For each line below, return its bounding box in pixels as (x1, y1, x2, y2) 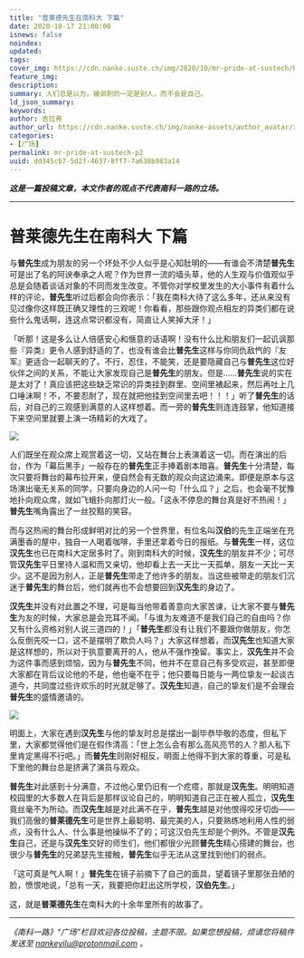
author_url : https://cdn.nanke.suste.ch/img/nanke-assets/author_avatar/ (9, 123, 294, 132)
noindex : (9, 38, 43, 48)
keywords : (9, 106, 47, 115)
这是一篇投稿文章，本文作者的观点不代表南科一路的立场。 (9, 182, 223, 193)
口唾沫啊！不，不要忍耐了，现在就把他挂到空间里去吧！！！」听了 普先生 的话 (9, 391, 295, 402)
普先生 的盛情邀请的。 (9, 692, 89, 702)
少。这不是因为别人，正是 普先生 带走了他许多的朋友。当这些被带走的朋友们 (9, 570, 287, 581)
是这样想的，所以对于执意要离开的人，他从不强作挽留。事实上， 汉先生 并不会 (9, 646, 295, 657)
